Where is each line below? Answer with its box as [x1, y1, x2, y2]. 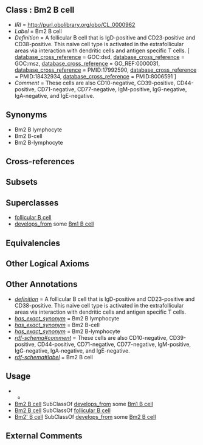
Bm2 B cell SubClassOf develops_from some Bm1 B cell [14, 400, 153, 407]
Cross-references [5, 156, 75, 167]
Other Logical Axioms [5, 258, 89, 269]
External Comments [5, 431, 83, 441]
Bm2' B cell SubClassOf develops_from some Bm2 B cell [14, 413, 156, 420]
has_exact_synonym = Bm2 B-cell [14, 321, 100, 328]
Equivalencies [5, 238, 60, 248]
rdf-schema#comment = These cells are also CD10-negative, [14, 334, 168, 341]
